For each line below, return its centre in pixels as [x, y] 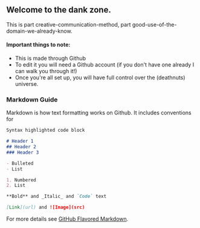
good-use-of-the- [154, 24]
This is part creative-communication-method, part [69, 24]
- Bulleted [20, 163]
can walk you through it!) [46, 71]
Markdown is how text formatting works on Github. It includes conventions [99, 113]
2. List [16, 186]
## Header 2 [21, 147]
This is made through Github [50, 58]
